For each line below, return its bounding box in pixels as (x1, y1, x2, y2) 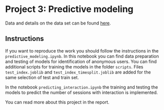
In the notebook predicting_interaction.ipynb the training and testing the (5, 84, 158, 90)
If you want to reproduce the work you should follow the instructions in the (5, 47, 159, 53)
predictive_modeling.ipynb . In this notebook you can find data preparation (5, 53, 159, 59)
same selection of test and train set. (5, 74, 79, 80)
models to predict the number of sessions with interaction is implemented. (5, 89, 158, 95)
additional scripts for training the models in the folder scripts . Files (5, 63, 143, 69)
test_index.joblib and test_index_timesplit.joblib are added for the (5, 69, 151, 75)
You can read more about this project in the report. (5, 99, 109, 105)
